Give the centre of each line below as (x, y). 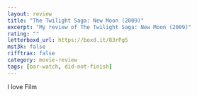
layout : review (30, 14)
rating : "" (23, 34)
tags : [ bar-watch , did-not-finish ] (60, 67)
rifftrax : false (31, 54)
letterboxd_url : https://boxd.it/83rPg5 (68, 40)
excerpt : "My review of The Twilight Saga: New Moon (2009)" (100, 27)
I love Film (22, 86)
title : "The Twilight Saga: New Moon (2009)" (75, 21)
